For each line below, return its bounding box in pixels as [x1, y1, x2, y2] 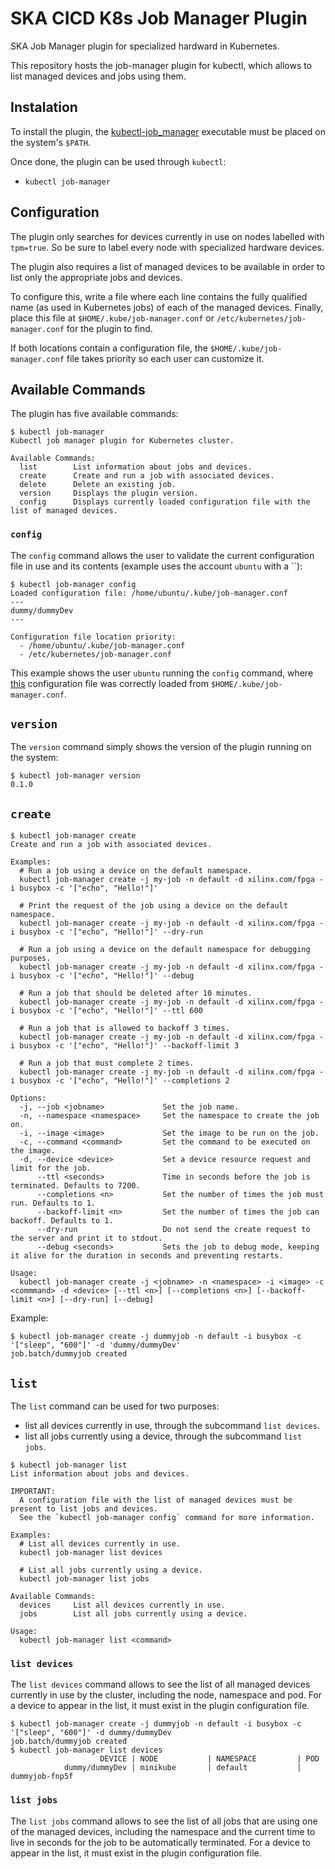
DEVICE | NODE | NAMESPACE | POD [99, 1754, 320, 1764]
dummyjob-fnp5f [10, 1772, 74, 1782]
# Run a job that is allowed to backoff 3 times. [19, 1023, 230, 1034]
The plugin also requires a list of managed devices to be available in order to [10, 260, 325, 272]
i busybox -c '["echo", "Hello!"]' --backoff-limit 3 [10, 1041, 240, 1051]
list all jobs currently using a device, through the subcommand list [24, 1430, 303, 1442]
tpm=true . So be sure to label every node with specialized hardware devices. [10, 241, 325, 253]
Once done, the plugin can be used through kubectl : [10, 155, 227, 167]
